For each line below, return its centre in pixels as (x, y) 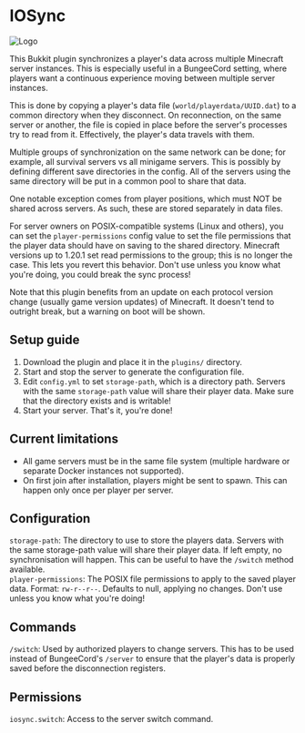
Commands (43, 627)
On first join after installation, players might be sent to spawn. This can (155, 480)
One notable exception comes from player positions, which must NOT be (146, 199)
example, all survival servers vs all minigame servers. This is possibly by (145, 161)
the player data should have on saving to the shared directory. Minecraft (145, 245)
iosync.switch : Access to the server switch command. (112, 719)
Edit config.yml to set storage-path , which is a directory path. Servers (154, 381)
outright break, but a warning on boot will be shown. (107, 311)
